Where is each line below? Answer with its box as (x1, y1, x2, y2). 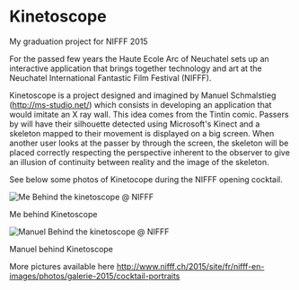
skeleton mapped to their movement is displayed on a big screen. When (9, 127, 275, 138)
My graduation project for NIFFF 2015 (9, 36, 148, 47)
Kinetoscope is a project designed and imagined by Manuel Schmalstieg (9, 90, 277, 101)
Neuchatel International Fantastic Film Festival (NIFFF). (9, 72, 212, 83)
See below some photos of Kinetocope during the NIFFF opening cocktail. (9, 173, 283, 185)
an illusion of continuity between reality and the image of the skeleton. (9, 156, 269, 167)
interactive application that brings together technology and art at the (9, 63, 262, 74)
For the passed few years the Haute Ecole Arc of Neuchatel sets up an (9, 53, 269, 64)
